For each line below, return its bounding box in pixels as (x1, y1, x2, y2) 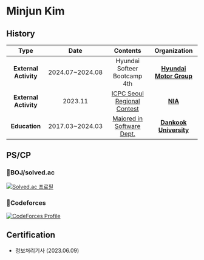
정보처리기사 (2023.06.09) (15, 247, 80, 254)
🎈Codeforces (6, 199, 46, 207)
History (6, 29, 35, 39)
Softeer (117, 64, 138, 72)
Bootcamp (113, 72, 143, 80)
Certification (6, 230, 56, 241)
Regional (115, 97, 140, 105)
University (158, 126, 189, 134)
